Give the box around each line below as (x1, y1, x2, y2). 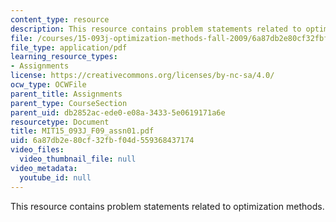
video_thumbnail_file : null (19, 154, 137, 164)
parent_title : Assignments (10, 89, 123, 99)
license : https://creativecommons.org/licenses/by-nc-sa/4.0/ (10, 71, 275, 81)
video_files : (10, 145, 65, 155)
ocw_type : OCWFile (10, 80, 87, 90)
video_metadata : (10, 163, 78, 173)
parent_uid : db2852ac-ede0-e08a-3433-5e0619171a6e (10, 107, 226, 118)
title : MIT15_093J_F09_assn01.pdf (10, 126, 155, 136)
